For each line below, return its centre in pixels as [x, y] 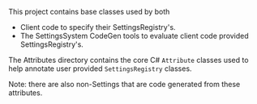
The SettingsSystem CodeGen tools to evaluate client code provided [134, 36]
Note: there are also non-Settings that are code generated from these [124, 84]
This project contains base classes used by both [89, 12]
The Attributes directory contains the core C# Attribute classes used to [128, 60]
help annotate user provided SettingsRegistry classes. [100, 69]
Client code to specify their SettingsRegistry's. [98, 27]
